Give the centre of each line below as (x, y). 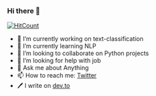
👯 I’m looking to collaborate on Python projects (83, 53)
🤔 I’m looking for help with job (59, 61)
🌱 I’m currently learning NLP (57, 46)
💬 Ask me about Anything (53, 68)
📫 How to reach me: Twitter (57, 76)
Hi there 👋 (24, 11)
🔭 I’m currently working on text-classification (80, 39)
